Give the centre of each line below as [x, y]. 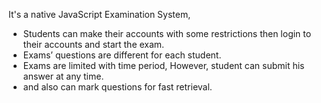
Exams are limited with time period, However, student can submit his [163, 65]
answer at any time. [63, 76]
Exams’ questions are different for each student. [122, 55]
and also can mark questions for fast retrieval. [117, 87]
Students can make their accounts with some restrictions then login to [167, 33]
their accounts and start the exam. [93, 44]
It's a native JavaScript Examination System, [99, 14]
